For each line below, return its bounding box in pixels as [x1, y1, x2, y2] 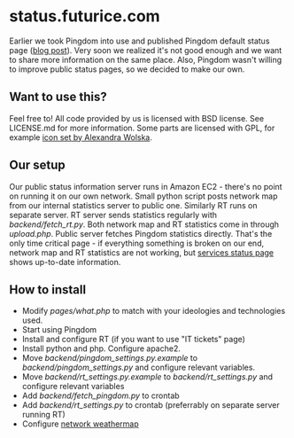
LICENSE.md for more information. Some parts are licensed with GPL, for [9, 122, 275, 133]
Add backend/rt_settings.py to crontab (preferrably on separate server [21, 400, 281, 411]
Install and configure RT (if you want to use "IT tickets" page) [21, 334, 246, 345]
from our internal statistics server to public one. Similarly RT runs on [9, 199, 259, 210]
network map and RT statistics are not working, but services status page [9, 246, 275, 258]
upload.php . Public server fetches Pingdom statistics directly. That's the [9, 228, 273, 239]
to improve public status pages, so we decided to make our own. [9, 64, 245, 74]
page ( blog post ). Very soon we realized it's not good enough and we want [9, 44, 282, 55]
